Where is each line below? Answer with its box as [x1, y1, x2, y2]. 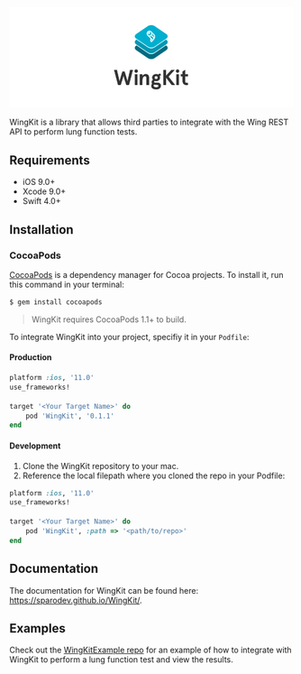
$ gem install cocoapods [9, 297, 103, 307]
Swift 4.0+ [22, 196, 61, 207]
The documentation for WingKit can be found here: [9, 585, 199, 596]
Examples [9, 621, 66, 636]
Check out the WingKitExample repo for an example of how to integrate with [9, 644, 292, 656]
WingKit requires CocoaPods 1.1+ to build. [31, 314, 187, 325]
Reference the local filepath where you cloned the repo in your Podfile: [22, 470, 286, 481]
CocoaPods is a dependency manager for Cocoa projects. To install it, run [9, 269, 284, 280]
